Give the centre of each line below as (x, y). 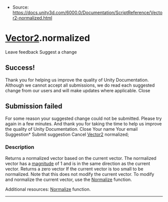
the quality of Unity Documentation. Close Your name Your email (71, 129)
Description (20, 147)
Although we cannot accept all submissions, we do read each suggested (80, 85)
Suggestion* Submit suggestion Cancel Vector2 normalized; (67, 134)
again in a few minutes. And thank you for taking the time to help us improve (83, 124)
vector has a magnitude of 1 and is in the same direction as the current (78, 163)
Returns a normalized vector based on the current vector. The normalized (81, 158)
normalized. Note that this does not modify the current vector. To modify (80, 174)
